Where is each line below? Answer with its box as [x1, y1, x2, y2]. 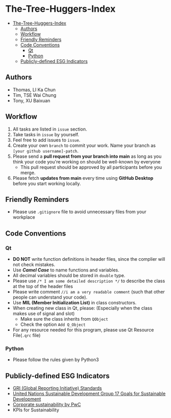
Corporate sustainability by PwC [12, 402, 81, 408]
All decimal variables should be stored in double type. [12, 273, 125, 279]
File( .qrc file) [12, 332, 41, 339]
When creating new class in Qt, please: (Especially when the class [12, 305, 153, 311]
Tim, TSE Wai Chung [12, 92, 56, 98]
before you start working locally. [12, 180, 81, 186]
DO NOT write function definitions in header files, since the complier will [12, 256, 165, 262]
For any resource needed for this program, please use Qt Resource [12, 327, 154, 333]
